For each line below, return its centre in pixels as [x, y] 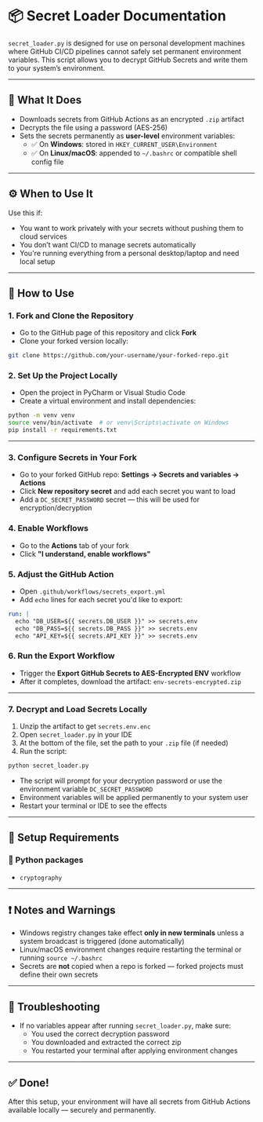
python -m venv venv [42, 415]
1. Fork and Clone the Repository [71, 316]
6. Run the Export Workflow [61, 656]
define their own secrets [59, 974]
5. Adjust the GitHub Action [61, 574]
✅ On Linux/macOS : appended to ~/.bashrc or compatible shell [134, 153]
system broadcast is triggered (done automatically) [102, 941]
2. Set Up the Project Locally [63, 376]
